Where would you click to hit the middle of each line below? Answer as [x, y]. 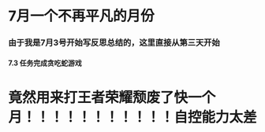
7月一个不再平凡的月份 [82, 16]
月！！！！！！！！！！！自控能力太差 [133, 117]
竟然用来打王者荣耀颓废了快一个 [112, 97]
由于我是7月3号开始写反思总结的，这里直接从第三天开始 [114, 42]
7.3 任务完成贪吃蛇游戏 [45, 63]
